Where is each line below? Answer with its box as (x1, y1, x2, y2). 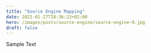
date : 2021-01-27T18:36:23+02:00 (6, 14, 88, 20)
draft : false (6, 24, 38, 31)
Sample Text (6, 41, 36, 48)
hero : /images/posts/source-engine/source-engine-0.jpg (6, 19, 145, 25)
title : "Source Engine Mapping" (6, 8, 85, 15)
